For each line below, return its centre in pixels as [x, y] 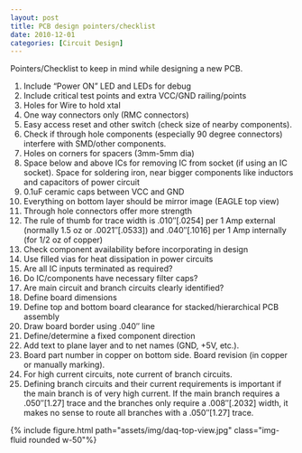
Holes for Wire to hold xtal [72, 106]
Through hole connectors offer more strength [108, 211]
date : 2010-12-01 [43, 34]
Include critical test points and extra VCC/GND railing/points [135, 96]
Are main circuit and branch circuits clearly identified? [124, 288]
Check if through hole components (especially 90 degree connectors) [153, 134]
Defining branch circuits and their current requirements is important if [152, 384]
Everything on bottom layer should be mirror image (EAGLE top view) [151, 202]
